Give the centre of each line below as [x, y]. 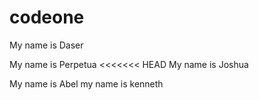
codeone [47, 17]
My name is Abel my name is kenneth [86, 83]
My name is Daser [46, 45]
